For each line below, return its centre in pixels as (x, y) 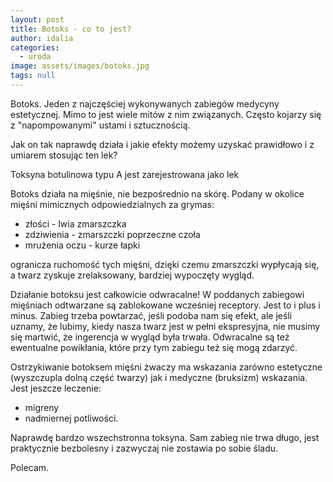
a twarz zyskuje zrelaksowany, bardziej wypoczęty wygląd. (132, 275)
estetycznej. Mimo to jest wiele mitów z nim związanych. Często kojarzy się (166, 114)
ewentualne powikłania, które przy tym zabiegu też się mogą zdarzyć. (154, 347)
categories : (35, 47)
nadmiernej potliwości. (71, 418)
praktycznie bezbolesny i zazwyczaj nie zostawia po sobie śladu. (144, 448)
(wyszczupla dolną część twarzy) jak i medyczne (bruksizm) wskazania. (159, 377)
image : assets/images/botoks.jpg (80, 66)
